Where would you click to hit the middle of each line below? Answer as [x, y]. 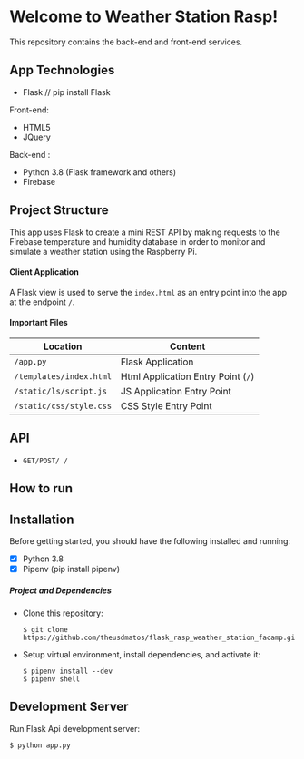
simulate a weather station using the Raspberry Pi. [103, 251]
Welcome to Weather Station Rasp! [144, 17]
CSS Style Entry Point [166, 405]
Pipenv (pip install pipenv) [71, 569]
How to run [41, 488]
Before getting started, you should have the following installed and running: [150, 540]
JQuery [37, 137]
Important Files [39, 323]
